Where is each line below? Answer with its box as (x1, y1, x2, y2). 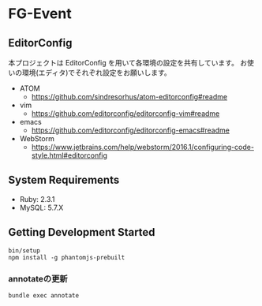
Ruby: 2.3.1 (19, 194, 55, 203)
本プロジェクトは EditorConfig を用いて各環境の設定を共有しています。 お (8, 58, 248, 67)
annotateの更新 (8, 273, 69, 284)
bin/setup (8, 246, 41, 255)
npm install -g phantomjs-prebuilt (8, 253, 125, 261)
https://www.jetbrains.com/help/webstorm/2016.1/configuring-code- (31, 143, 255, 151)
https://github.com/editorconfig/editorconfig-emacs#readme (31, 125, 230, 135)
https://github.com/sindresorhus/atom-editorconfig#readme (31, 92, 227, 101)
